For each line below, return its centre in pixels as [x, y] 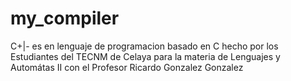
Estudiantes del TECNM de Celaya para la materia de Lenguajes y [145, 56]
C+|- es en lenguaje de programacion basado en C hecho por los [144, 46]
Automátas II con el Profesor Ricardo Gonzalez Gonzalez [127, 67]
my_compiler [65, 18]
